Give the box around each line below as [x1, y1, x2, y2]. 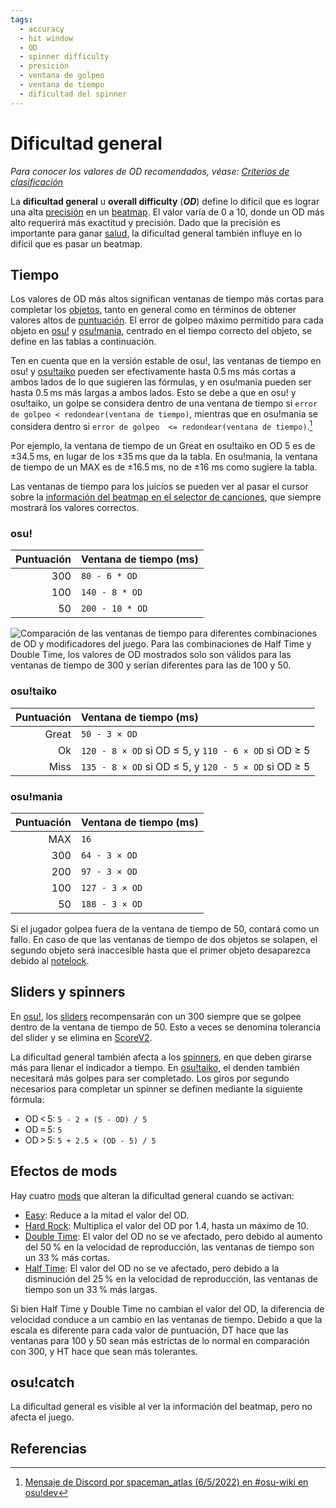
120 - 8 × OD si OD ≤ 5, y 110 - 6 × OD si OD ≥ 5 [80, 743, 311, 757]
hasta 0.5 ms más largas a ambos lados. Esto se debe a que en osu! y [10, 387, 297, 399]
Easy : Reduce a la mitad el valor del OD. [24, 1209, 190, 1221]
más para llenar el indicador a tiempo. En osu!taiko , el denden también [10, 1061, 300, 1073]
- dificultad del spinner [19, 89, 128, 99]
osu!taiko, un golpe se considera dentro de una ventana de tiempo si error [10, 397, 318, 410]
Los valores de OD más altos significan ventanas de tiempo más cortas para [10, 293, 324, 305]
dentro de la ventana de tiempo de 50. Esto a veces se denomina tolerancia [10, 1021, 322, 1033]
